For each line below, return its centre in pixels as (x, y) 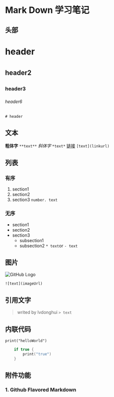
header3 (15, 89)
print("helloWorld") (26, 341)
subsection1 (32, 240)
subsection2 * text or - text (49, 246)
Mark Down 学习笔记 (47, 10)
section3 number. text (35, 200)
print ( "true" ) (37, 354)
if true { (24, 349)
